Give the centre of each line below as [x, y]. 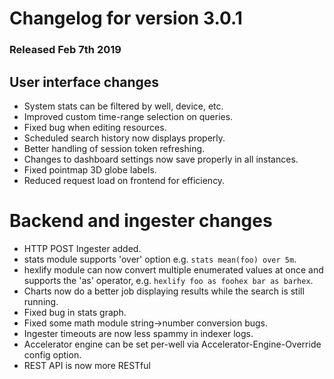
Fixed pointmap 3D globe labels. [90, 169]
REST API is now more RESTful [87, 365]
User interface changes [84, 82]
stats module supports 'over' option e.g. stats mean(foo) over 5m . [160, 259]
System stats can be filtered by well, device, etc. [123, 106]
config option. [52, 354]
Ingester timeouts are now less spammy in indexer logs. [138, 333]
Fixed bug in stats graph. [75, 312]
